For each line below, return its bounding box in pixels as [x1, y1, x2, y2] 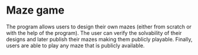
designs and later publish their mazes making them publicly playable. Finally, [6, 35, 193, 43]
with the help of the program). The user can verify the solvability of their [6, 29, 182, 36]
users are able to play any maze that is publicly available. [6, 42, 145, 49]
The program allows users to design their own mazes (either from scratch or [6, 23, 192, 30]
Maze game [6, 4, 65, 17]
